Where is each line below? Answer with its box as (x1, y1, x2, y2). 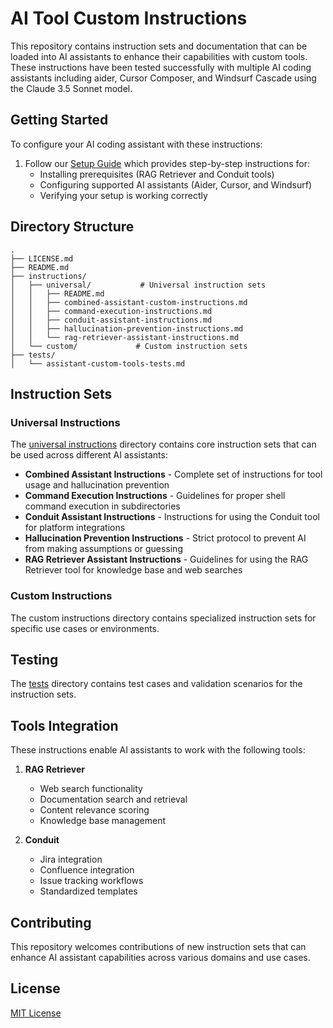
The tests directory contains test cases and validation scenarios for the (10, 678, 303, 690)
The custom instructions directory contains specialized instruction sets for (10, 612, 317, 624)
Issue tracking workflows (39, 875, 144, 887)
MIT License (10, 1007, 62, 1019)
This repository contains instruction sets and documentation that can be (10, 40, 308, 52)
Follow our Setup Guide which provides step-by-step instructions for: (24, 157, 310, 169)
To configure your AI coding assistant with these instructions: (10, 138, 263, 150)
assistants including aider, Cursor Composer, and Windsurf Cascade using (10, 72, 317, 84)
